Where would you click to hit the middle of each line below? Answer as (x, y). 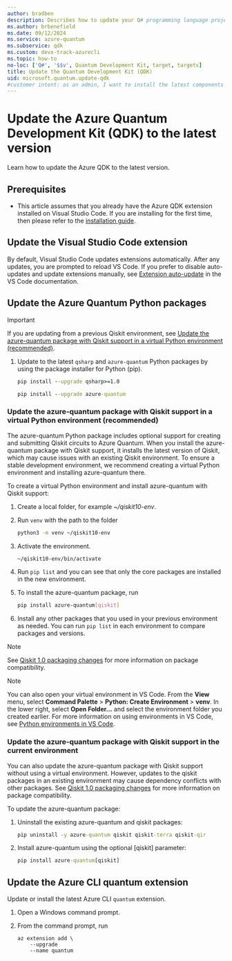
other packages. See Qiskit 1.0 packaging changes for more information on (114, 788)
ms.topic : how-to (32, 59)
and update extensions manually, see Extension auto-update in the (127, 274)
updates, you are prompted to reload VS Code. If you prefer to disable (106, 266)
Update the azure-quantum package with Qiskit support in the (113, 742)
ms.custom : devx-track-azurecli (54, 53)
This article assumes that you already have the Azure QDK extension (115, 206)
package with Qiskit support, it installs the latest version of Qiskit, (127, 450)
